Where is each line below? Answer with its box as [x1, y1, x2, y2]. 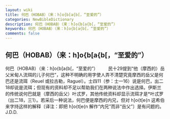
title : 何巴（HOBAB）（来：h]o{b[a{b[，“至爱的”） [5, 12, 104, 17]
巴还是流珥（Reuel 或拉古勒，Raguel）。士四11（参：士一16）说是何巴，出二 [5, 78, 164, 84]
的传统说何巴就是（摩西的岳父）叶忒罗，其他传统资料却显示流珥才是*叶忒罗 [5, 91, 164, 97]
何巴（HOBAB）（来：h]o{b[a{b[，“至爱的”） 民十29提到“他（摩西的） [5, 65, 160, 71]
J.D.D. [5, 109, 18, 115]
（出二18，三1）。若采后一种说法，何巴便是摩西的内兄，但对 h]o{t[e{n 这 [5, 97, 156, 103]
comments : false [5, 31, 40, 36]
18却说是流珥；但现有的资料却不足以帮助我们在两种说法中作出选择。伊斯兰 [5, 84, 162, 90]
